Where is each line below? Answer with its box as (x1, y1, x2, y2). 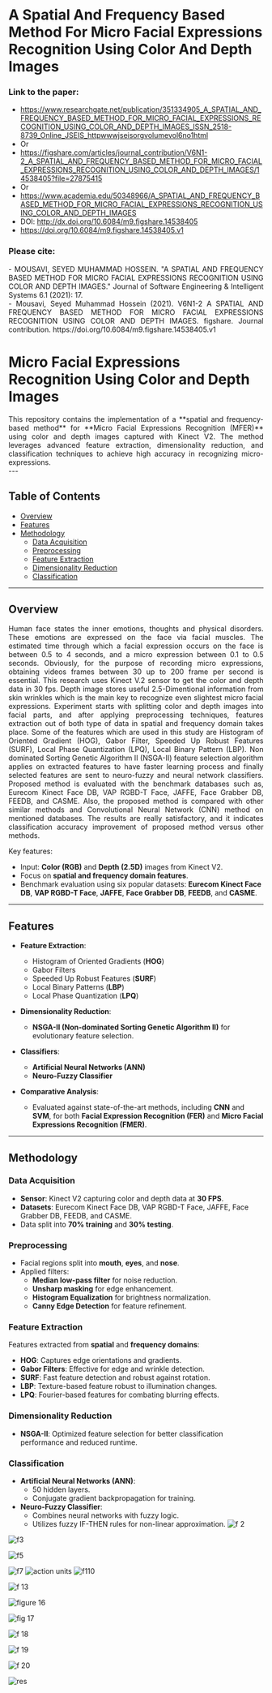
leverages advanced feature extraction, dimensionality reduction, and (8, 440, 264, 449)
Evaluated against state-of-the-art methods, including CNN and (32, 1102, 245, 1112)
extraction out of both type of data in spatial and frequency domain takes (8, 719, 264, 728)
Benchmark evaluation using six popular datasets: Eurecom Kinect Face (19, 879, 261, 889)
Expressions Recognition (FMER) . (32, 1119, 147, 1129)
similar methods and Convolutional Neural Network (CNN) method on (8, 805, 264, 814)
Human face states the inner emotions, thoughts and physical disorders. (8, 624, 264, 634)
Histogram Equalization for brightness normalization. (32, 1292, 211, 1303)
